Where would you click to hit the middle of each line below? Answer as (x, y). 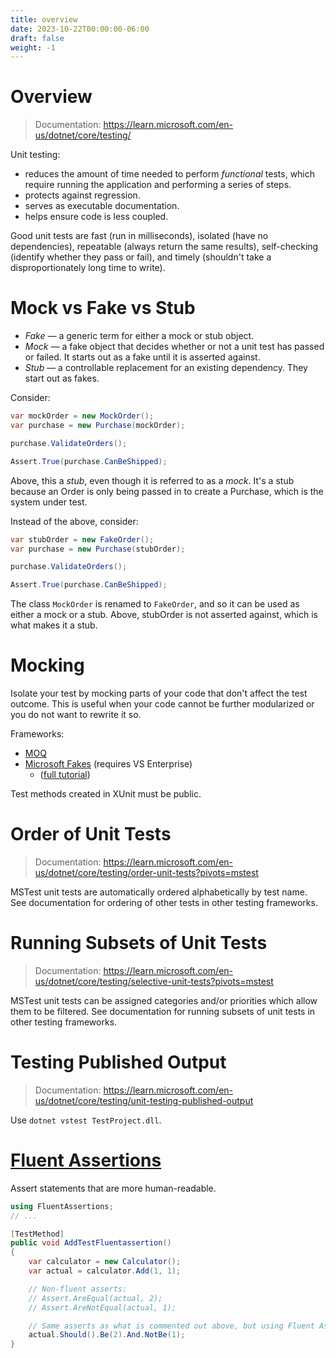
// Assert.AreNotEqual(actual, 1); (102, 1307)
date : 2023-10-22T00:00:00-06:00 (80, 29)
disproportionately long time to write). (88, 268)
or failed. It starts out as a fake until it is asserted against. (142, 357)
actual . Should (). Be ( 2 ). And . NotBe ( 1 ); (107, 1335)
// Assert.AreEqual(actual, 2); (95, 1298)
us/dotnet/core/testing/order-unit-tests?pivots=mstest (146, 872)
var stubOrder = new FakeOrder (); (82, 539)
